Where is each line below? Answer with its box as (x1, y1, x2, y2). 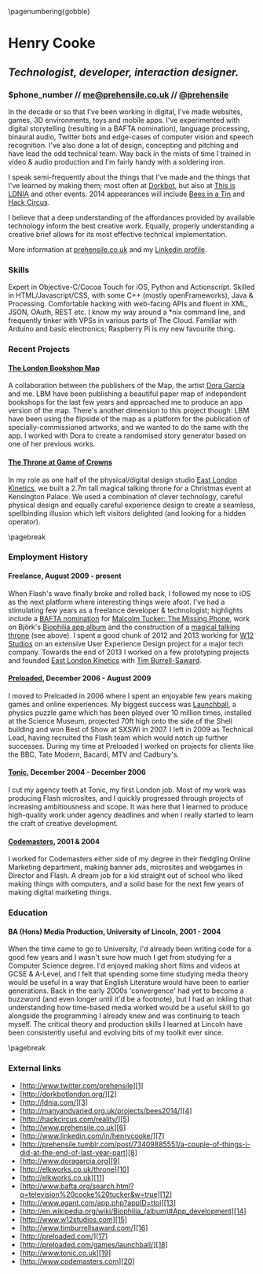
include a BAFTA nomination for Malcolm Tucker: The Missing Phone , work (8, 613, 250, 623)
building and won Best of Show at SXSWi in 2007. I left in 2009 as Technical (8, 724, 254, 734)
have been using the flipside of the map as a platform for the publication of (8, 414, 250, 424)
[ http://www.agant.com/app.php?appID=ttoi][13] (19, 1198, 177, 1207)
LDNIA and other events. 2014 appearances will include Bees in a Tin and (8, 189, 246, 198)
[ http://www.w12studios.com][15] (19, 1214, 128, 1224)
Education (8, 907, 49, 918)
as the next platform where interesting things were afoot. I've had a (8, 597, 225, 606)
